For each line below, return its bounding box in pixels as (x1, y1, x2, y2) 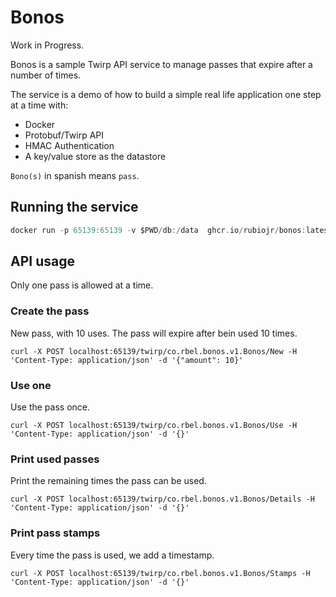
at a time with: (10, 99, 69, 111)
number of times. (10, 69, 82, 81)
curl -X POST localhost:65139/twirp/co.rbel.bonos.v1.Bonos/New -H (10, 346, 298, 356)
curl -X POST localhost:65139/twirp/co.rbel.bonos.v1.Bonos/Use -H (10, 421, 298, 431)
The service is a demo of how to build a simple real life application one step (10, 88, 322, 100)
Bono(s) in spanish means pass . (10, 169, 140, 181)
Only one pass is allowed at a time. (10, 279, 154, 291)
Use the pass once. (10, 401, 91, 413)
